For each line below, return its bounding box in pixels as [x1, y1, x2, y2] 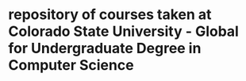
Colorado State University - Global [8, 22, 240, 40]
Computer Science [8, 56, 134, 75]
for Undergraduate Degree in [8, 40, 202, 57]
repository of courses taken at [8, 6, 212, 24]
